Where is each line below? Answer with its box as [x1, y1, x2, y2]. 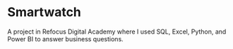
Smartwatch [7, 4, 81, 20]
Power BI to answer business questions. [7, 34, 124, 43]
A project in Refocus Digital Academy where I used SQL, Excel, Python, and [7, 27, 227, 36]
